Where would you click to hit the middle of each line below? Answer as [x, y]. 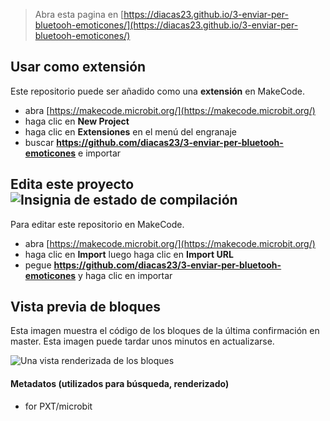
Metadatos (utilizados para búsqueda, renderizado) [120, 384]
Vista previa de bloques [86, 307]
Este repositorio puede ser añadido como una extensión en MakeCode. [158, 91]
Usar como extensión [78, 67]
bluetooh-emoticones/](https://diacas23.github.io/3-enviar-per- [166, 25]
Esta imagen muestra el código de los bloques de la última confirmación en [165, 331]
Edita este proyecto [72, 184]
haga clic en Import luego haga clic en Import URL [129, 254]
